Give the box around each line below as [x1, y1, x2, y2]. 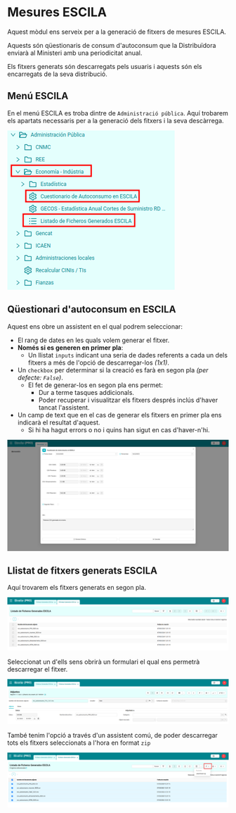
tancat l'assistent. [38, 403, 90, 412]
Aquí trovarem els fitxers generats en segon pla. [7, 584, 146, 592]
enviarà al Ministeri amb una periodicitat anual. [7, 49, 143, 57]
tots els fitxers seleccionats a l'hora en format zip [7, 738, 151, 747]
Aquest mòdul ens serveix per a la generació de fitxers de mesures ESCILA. [7, 27, 227, 36]
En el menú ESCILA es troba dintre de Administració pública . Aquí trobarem [7, 108, 228, 117]
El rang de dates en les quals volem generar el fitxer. [17, 336, 170, 344]
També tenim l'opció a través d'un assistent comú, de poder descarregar [7, 731, 218, 740]
